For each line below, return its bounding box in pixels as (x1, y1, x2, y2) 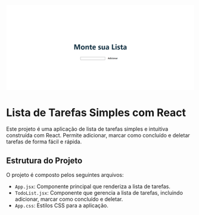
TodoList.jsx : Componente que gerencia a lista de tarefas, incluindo (14, 189, 184, 196)
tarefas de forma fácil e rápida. (6, 138, 82, 145)
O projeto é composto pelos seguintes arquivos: (6, 171, 124, 179)
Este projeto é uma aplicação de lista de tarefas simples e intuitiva (6, 125, 169, 133)
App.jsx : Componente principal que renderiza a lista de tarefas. (14, 183, 171, 190)
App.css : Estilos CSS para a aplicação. (14, 202, 108, 209)
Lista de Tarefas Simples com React (6, 106, 186, 119)
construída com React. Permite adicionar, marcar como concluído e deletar (6, 132, 191, 139)
